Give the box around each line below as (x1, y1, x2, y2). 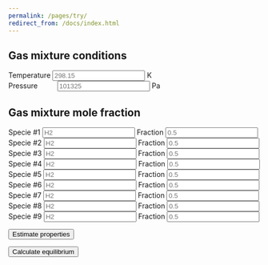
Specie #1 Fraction (8, 127, 164, 137)
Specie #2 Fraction (8, 138, 166, 148)
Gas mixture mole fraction (8, 106, 142, 119)
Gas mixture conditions (8, 49, 127, 62)
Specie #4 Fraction (8, 159, 166, 169)
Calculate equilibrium (12, 247, 74, 256)
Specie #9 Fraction (8, 211, 166, 221)
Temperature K (8, 70, 152, 80)
